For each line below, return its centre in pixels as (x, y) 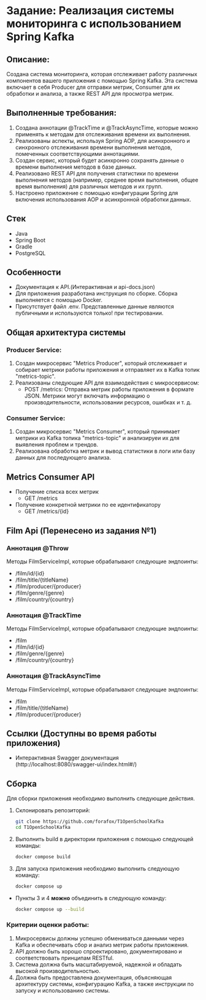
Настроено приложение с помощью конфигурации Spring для (97, 193)
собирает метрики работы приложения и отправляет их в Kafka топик (108, 370)
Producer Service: (34, 350)
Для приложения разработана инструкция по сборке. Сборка (96, 294)
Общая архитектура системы (66, 332)
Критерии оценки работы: (48, 925)
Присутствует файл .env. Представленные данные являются (94, 307)
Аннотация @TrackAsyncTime (54, 676)
